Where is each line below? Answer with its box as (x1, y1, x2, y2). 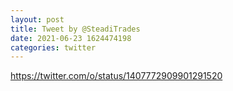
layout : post (10, 14, 65, 25)
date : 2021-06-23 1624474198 (10, 33, 132, 43)
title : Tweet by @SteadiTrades (10, 24, 141, 34)
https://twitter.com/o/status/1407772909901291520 (10, 70, 223, 82)
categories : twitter (10, 42, 97, 53)
